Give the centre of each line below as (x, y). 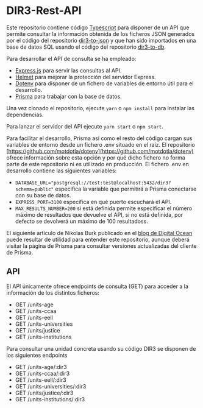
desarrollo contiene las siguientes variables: (62, 171)
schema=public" (34, 189)
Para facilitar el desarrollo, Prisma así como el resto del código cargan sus (99, 138)
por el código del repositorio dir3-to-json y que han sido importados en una (101, 40)
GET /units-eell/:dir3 (41, 380)
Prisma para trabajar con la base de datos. (68, 96)
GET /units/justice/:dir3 (44, 393)
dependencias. (25, 114)
